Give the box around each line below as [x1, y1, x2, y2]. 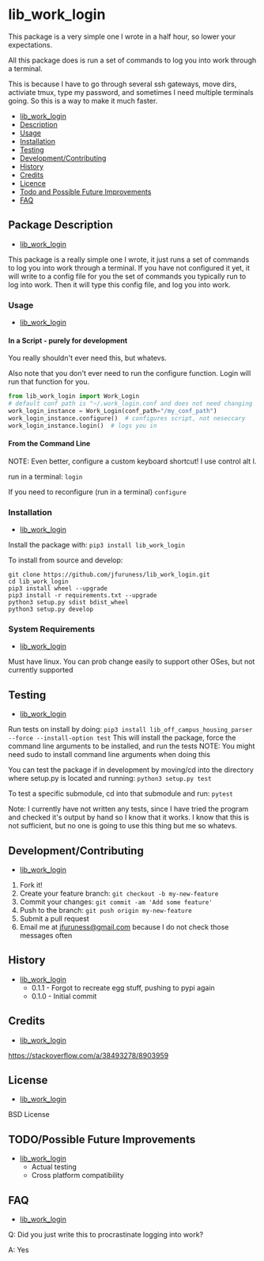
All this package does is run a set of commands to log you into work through [8, 55, 257, 65]
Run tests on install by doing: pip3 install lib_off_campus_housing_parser [8, 725, 253, 734]
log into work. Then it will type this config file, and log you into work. [8, 279, 231, 290]
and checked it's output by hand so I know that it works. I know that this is [8, 812, 250, 822]
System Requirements [8, 623, 96, 634]
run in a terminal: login [8, 471, 83, 481]
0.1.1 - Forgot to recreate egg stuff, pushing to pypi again [31, 983, 215, 992]
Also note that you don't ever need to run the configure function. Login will [8, 369, 251, 378]
